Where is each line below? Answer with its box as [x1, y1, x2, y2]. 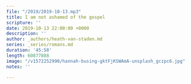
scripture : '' [6, 20, 42, 25]
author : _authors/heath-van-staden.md [6, 36, 103, 42]
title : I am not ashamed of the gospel [6, 14, 106, 20]
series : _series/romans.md [6, 42, 73, 48]
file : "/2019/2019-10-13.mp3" [6, 8, 82, 15]
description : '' [6, 31, 47, 37]
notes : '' [6, 63, 31, 70]
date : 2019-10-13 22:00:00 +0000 [6, 25, 90, 31]
